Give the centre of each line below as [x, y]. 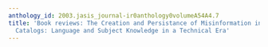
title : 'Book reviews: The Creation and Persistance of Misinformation [130, 23]
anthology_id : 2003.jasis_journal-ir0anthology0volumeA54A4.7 [114, 16]
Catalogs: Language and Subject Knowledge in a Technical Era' [122, 30]
